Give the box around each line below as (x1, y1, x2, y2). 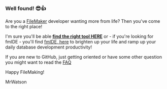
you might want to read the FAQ (5, 59, 72, 65)
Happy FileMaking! (5, 69, 45, 75)
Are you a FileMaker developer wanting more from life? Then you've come (5, 18, 160, 24)
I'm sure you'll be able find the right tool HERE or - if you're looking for (5, 33, 154, 39)
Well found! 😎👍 (5, 5, 47, 12)
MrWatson (5, 79, 27, 85)
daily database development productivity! (5, 44, 92, 50)
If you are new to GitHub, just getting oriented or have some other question (5, 54, 162, 60)
